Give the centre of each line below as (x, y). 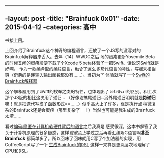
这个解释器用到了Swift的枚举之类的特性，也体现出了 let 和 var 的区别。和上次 (81, 91)
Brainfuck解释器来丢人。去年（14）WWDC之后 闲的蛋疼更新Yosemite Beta (80, 56)
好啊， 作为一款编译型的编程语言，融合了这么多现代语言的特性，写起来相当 (81, 68)
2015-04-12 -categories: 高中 (51, 27)
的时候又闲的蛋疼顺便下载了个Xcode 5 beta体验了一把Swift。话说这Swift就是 (82, 63)
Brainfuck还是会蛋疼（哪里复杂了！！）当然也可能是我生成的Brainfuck (84, 110)
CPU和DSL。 (18, 151)
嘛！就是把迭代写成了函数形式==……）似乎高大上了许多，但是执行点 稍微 (79, 104)
